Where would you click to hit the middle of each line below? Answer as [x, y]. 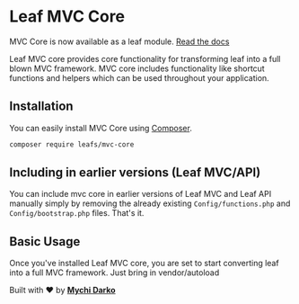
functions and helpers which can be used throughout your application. [139, 77]
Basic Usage [45, 241]
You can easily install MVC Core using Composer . [101, 128]
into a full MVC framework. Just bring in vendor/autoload [114, 273]
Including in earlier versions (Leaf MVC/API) [135, 173]
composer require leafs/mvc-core [72, 144]
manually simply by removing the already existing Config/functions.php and [150, 203]
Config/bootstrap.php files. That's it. [77, 213]
